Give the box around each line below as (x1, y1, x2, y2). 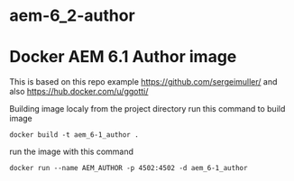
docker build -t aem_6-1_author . (9, 131, 140, 140)
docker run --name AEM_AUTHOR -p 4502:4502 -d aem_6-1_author (9, 164, 248, 173)
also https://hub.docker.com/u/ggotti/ (9, 86, 149, 97)
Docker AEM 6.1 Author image (9, 47, 237, 68)
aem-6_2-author (9, 5, 135, 26)
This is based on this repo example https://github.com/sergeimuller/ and (9, 77, 278, 87)
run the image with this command (9, 146, 133, 158)
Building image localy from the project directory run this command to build (9, 104, 286, 114)
